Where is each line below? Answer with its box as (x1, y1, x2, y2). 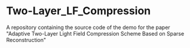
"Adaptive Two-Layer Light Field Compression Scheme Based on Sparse (6, 30, 185, 37)
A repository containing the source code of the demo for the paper (6, 24, 170, 31)
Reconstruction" (6, 36, 47, 43)
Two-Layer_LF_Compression (6, 4, 151, 18)
